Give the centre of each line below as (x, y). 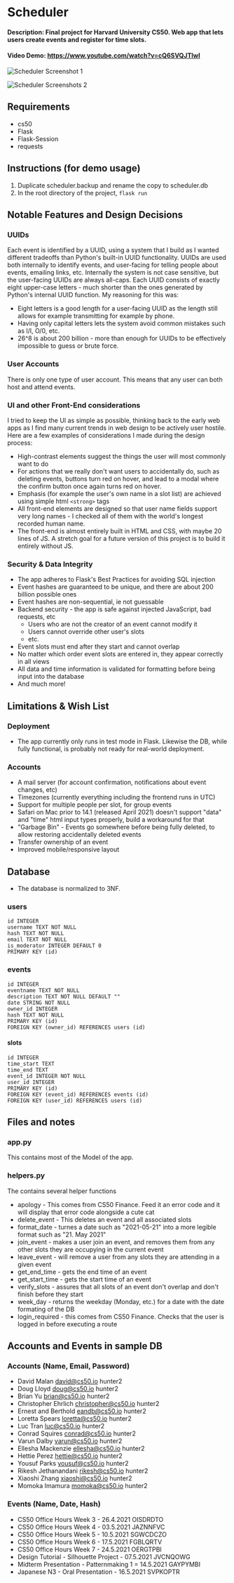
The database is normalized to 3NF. (69, 888)
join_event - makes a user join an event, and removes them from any (116, 1242)
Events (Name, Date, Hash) (54, 1504)
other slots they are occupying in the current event (90, 1249)
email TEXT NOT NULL (37, 940)
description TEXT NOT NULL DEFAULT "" (64, 996)
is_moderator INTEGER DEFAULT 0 (54, 946)
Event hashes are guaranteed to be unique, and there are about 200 (115, 587)
